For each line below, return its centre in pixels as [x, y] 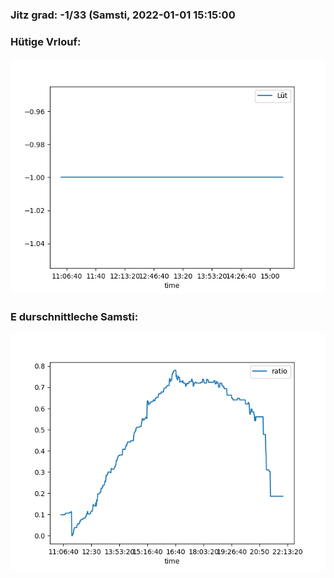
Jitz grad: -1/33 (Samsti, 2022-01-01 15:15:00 [123, 15]
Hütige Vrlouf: [46, 41]
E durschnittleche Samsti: [74, 317]
